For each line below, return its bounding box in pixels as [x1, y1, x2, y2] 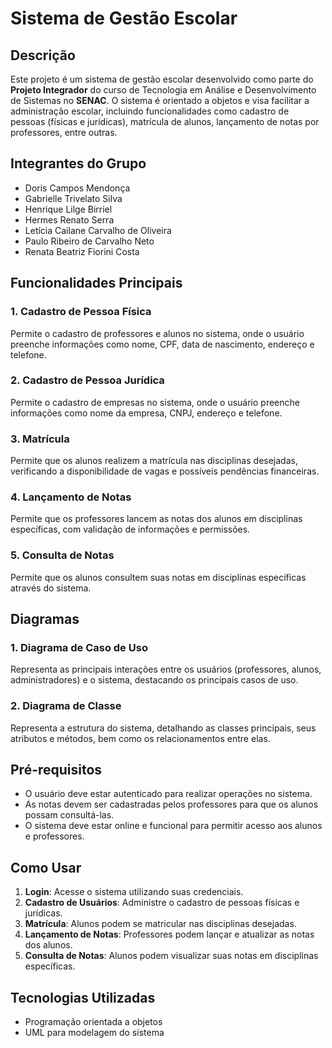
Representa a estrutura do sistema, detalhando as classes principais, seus [10, 722, 317, 734]
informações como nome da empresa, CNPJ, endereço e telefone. [10, 407, 283, 419]
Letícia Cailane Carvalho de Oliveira [24, 224, 172, 236]
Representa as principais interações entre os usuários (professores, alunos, [10, 663, 322, 676]
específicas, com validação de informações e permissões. [10, 523, 251, 536]
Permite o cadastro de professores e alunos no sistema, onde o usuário [10, 327, 305, 339]
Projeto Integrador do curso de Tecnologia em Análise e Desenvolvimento [10, 84, 317, 96]
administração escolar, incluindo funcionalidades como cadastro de [10, 105, 290, 117]
